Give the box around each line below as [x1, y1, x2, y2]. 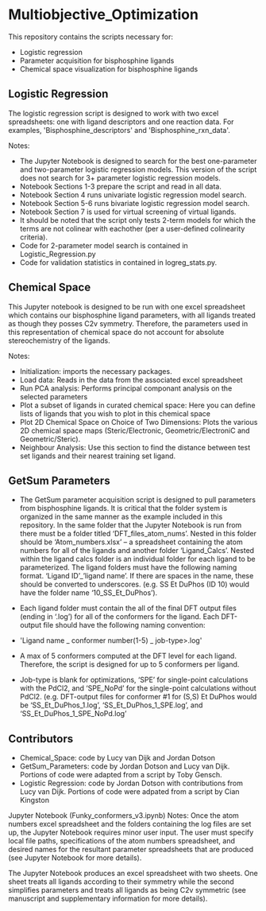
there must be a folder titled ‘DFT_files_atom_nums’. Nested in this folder [19, 529, 256, 539]
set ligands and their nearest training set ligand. [19, 451, 176, 461]
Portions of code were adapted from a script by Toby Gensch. [19, 770, 222, 780]
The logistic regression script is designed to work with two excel [8, 108, 219, 118]
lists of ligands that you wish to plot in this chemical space [19, 408, 210, 419]
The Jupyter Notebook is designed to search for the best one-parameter [19, 156, 257, 165]
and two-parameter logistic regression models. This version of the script [19, 165, 257, 174]
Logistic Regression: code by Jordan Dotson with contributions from [19, 778, 244, 788]
